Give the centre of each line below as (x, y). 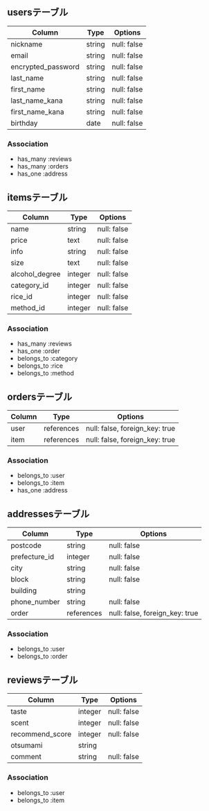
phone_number (35, 602)
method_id (28, 307)
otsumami (27, 746)
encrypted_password (45, 67)
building (24, 590)
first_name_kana (37, 112)
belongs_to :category (47, 359)
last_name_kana (37, 101)
